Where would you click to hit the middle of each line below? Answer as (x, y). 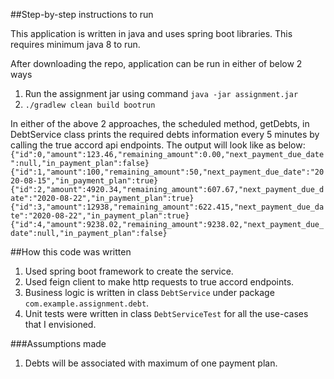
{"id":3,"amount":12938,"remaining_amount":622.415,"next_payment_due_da (167, 207)
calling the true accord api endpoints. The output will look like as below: (158, 145)
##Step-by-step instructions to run (82, 14)
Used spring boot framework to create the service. (129, 271)
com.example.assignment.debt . (87, 303)
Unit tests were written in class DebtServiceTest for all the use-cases (166, 313)
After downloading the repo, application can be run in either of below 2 (156, 63)
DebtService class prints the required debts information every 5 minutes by (165, 134)
